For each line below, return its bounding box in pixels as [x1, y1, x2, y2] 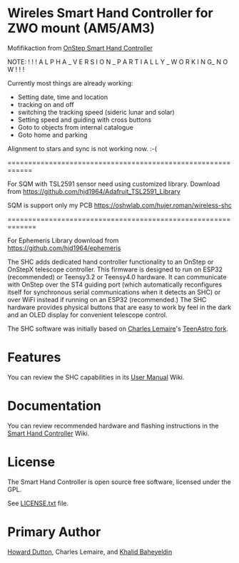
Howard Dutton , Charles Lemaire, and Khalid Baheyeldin [7, 547, 173, 556]
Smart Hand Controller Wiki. [7, 429, 90, 438]
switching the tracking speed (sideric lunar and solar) [17, 108, 175, 116]
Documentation [7, 398, 102, 414]
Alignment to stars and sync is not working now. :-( [7, 144, 158, 153]
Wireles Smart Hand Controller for [7, 5, 213, 21]
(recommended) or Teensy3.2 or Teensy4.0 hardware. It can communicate [7, 272, 227, 281]
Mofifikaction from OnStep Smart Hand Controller [7, 43, 153, 52]
